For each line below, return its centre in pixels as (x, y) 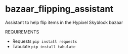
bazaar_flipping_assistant (59, 9)
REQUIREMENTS (22, 32)
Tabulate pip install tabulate (44, 46)
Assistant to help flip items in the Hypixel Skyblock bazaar (64, 22)
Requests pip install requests (45, 41)
